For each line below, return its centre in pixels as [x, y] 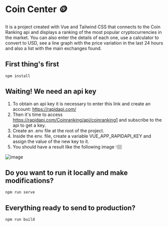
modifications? [30, 181]
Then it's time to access [37, 115]
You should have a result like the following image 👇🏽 [67, 146]
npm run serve [20, 193]
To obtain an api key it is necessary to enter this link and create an [81, 103]
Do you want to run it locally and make [67, 173]
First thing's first [32, 64]
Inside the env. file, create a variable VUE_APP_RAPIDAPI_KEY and [82, 136]
